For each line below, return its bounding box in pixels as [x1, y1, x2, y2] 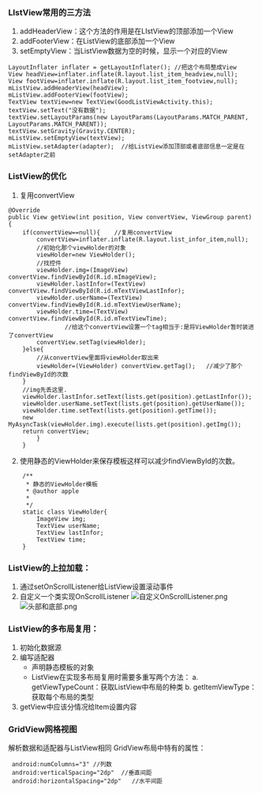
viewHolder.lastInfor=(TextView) [36, 279, 147, 288]
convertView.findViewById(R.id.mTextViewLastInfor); [8, 286, 185, 294]
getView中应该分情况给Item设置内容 [19, 702, 137, 711]
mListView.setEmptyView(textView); [8, 135, 125, 142]
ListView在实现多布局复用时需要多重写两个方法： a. [31, 673, 199, 682]
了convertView [8, 331, 54, 340]
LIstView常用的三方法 [8, 6, 92, 17]
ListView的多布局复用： [8, 623, 99, 634]
